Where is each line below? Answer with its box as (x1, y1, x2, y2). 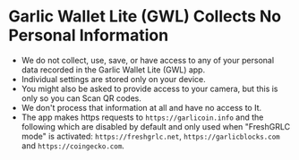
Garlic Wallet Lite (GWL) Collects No (8, 6, 282, 27)
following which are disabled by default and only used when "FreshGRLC (21, 121, 291, 131)
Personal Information (8, 25, 169, 46)
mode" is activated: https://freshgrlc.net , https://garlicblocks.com (21, 131, 280, 141)
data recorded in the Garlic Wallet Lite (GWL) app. (21, 64, 206, 75)
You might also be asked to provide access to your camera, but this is (21, 83, 278, 94)
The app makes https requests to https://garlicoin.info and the (21, 112, 264, 122)
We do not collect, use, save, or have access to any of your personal (21, 55, 275, 65)
